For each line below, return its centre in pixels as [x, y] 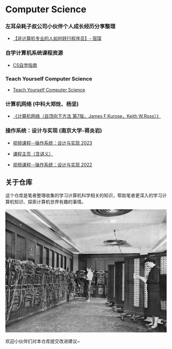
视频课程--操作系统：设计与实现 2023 [52, 143]
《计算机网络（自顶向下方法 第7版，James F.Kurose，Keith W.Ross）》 [87, 116]
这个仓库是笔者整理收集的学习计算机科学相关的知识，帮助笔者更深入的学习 [84, 195]
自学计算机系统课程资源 [34, 53]
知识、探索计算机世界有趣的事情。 [50, 202]
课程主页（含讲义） [33, 154]
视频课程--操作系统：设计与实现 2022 [52, 164]
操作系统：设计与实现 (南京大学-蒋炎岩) [54, 130]
